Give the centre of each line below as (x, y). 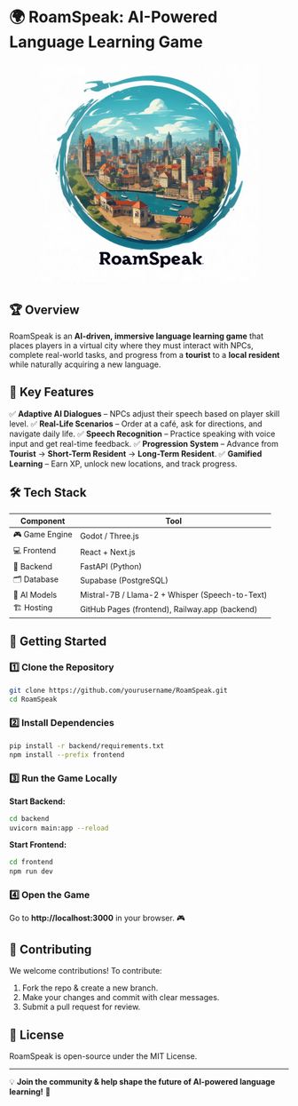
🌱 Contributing (51, 949)
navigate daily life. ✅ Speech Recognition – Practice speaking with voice (142, 434)
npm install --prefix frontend (67, 755)
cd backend (29, 818)
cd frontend (31, 863)
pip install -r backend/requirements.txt (87, 746)
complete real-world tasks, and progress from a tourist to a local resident (145, 354)
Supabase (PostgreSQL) (124, 581)
